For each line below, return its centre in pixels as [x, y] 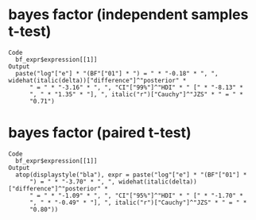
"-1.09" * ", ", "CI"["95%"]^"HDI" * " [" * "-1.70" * [151, 195]
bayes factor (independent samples [128, 15]
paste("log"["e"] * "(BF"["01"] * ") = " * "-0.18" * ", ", [117, 73]
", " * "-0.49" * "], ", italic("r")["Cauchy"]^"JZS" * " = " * [138, 203]
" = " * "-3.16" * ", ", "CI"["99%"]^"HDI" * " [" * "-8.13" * [136, 87]
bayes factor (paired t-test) [100, 133]
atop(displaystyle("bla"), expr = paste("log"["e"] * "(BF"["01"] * [131, 175]
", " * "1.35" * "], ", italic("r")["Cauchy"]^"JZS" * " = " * [136, 94]
